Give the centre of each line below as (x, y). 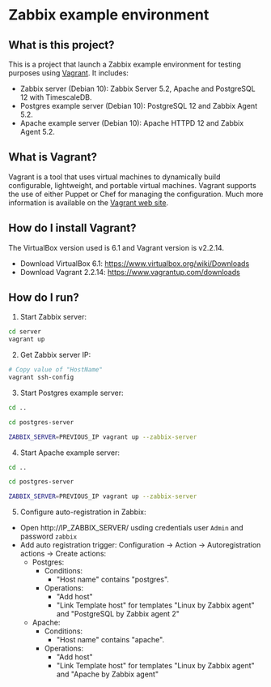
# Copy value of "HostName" (56, 370)
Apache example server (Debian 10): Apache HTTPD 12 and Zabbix (132, 123)
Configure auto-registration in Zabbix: (83, 512)
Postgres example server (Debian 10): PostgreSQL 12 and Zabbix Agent (138, 106)
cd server (25, 332)
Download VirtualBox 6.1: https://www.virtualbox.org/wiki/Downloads (135, 263)
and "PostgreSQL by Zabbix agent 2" (118, 614)
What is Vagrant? (53, 157)
